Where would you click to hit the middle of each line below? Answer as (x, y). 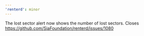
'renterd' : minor (23, 9)
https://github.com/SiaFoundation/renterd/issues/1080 (59, 28)
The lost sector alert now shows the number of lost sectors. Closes (72, 23)
